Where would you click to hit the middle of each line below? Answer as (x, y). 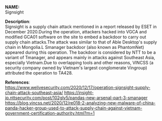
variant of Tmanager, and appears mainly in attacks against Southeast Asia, (80, 57)
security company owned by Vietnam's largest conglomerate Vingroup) (76, 68)
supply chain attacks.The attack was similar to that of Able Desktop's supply (81, 42)
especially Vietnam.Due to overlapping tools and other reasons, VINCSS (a (79, 63)
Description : (18, 22)
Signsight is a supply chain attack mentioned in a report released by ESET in (81, 27)
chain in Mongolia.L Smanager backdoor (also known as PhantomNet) (74, 47)
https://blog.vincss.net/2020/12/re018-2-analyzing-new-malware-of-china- (80, 103)
